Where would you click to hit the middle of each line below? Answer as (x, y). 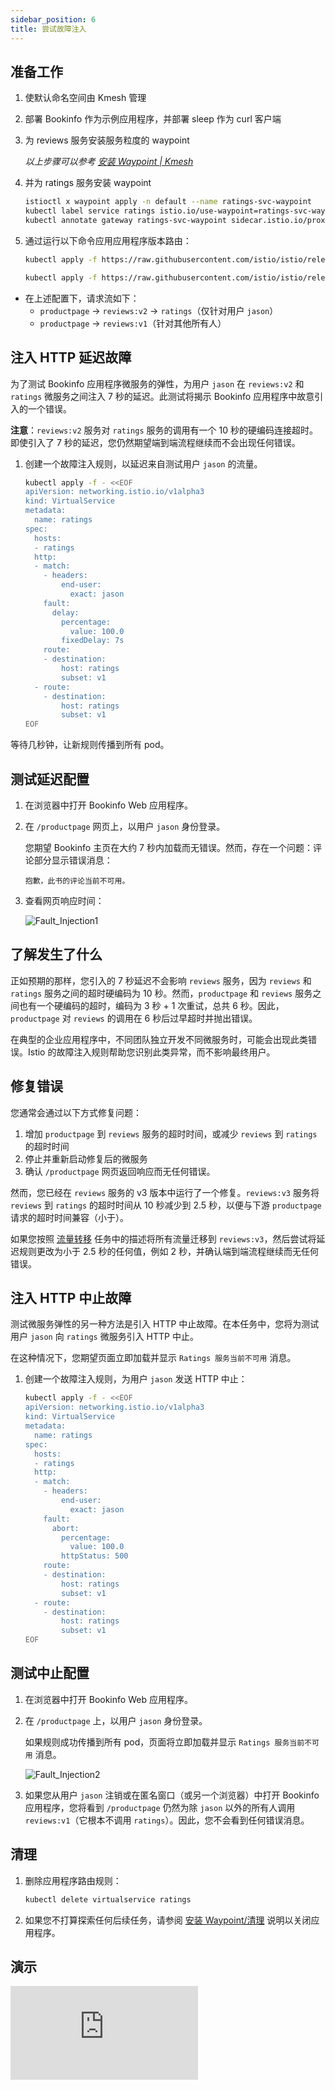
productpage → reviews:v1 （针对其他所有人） (133, 323)
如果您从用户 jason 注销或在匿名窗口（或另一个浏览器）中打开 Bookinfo (172, 1795)
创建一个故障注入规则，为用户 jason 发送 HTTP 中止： (136, 1379)
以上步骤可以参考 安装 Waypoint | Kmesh (109, 162)
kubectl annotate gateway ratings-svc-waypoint (125, 221)
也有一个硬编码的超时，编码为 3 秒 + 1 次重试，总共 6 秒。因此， (151, 1005)
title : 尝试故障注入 (48, 29)
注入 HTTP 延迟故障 (71, 357)
